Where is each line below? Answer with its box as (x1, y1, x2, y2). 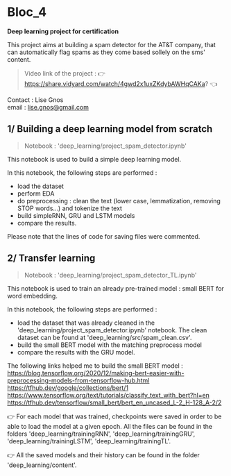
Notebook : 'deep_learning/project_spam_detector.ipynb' (24, 142, 187, 150)
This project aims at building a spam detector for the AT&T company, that (7, 40, 216, 49)
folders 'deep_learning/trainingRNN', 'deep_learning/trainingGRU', (7, 430, 196, 438)
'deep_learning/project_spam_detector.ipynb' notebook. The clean (17, 325, 207, 334)
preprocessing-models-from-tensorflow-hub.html (7, 376, 150, 384)
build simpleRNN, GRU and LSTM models (17, 211, 135, 219)
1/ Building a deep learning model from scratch (7, 123, 213, 135)
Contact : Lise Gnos (7, 95, 64, 104)
